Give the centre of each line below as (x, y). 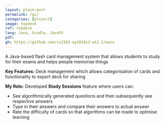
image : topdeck (21, 24)
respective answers (33, 101)
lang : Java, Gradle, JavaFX (34, 33)
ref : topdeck (19, 28)
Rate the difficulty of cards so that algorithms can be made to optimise (85, 112)
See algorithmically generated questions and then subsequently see (82, 96)
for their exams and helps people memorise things (57, 62)
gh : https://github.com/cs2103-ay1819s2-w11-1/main (60, 42)
